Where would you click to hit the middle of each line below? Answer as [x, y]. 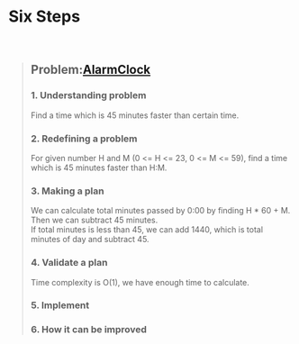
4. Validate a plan [69, 263]
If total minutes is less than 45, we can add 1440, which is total [146, 230]
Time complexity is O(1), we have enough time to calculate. [140, 282]
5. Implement [60, 305]
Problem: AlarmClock [91, 70]
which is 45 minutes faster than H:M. [99, 167]
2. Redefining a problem [84, 139]
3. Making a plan [67, 191]
